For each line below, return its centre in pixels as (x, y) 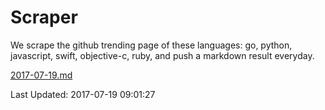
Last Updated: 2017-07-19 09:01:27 (83, 94)
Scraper (44, 17)
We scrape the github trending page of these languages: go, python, (151, 45)
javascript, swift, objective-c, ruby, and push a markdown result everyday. (162, 55)
